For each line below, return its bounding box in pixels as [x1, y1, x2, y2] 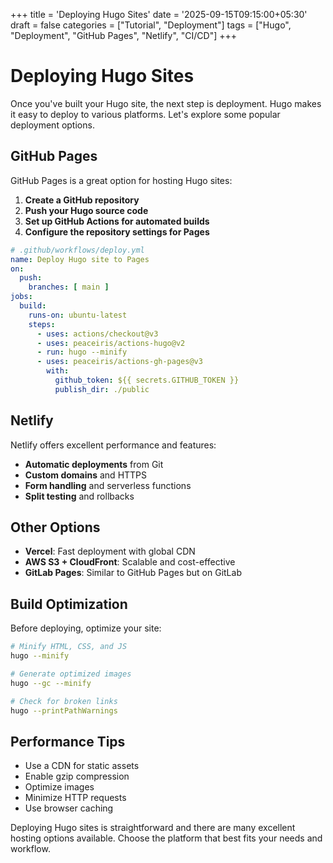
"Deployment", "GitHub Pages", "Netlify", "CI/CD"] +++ [10, 30, 237, 41]
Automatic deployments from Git [24, 458, 164, 470]
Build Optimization [10, 595, 128, 613]
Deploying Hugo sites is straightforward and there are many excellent [10, 822, 296, 834]
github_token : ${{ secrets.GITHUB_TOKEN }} [54, 375, 240, 385]
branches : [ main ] [28, 282, 110, 293]
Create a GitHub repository [24, 194, 140, 206]
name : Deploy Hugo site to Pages [10, 254, 150, 264]
